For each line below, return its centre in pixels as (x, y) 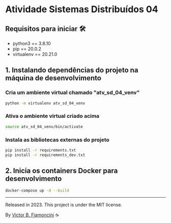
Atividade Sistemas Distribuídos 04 (82, 9)
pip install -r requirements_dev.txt (45, 155)
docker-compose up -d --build (37, 190)
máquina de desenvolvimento (53, 78)
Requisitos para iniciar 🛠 (46, 29)
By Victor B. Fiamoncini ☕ (32, 215)
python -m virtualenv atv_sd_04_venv (45, 103)
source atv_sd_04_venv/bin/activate (44, 126)
